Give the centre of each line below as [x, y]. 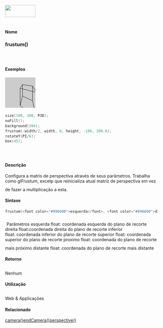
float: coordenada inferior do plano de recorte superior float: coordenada [78, 234]
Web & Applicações [25, 298]
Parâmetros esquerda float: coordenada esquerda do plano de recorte [77, 224]
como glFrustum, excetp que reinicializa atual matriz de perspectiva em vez [81, 181]
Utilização [15, 284]
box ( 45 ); [14, 141]
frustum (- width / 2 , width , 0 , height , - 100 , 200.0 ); [58, 131]
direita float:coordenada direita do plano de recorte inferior [64, 229]
